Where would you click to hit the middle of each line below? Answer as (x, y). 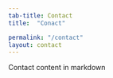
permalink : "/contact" (46, 37)
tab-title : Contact (41, 16)
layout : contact (35, 45)
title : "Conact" (37, 23)
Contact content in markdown (57, 68)
